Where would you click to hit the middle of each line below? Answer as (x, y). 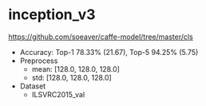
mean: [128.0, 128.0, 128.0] (75, 69)
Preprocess (39, 61)
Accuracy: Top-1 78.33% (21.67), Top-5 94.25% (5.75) (109, 52)
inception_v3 (52, 15)
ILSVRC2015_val (58, 94)
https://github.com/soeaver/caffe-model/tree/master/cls (101, 37)
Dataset (33, 86)
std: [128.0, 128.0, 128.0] (71, 77)
